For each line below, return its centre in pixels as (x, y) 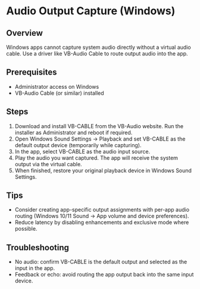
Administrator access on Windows (57, 86)
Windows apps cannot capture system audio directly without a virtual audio (99, 47)
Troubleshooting (38, 248)
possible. (26, 229)
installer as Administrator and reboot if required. (74, 132)
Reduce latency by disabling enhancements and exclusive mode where (102, 222)
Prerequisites (32, 72)
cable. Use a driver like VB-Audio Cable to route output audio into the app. (97, 54)
